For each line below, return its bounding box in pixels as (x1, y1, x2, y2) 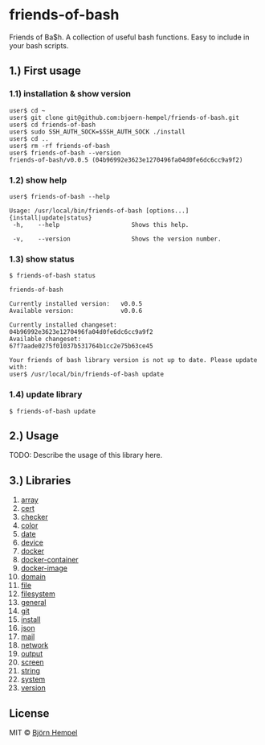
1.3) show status (9, 253, 75, 265)
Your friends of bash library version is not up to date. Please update (9, 356, 258, 364)
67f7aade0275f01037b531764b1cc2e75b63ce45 (9, 342, 153, 351)
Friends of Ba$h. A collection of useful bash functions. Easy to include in (9, 32, 250, 42)
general (20, 598, 47, 607)
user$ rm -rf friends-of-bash (9, 142, 111, 150)
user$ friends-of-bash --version (9, 149, 121, 157)
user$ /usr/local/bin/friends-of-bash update (9, 370, 164, 379)
